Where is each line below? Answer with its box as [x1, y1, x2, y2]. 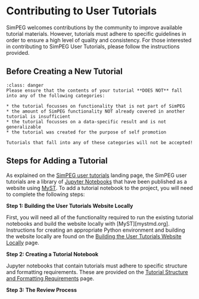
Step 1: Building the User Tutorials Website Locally [6, 202, 133, 209]
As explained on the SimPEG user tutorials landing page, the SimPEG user [6, 172, 187, 179]
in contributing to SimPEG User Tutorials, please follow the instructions [6, 43, 180, 50]
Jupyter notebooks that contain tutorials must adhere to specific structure [6, 262, 188, 269]
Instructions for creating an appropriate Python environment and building [6, 226, 186, 233]
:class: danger [6, 82, 44, 88]
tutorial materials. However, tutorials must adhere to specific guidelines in [6, 30, 186, 37]
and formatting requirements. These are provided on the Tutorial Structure [6, 268, 188, 275]
